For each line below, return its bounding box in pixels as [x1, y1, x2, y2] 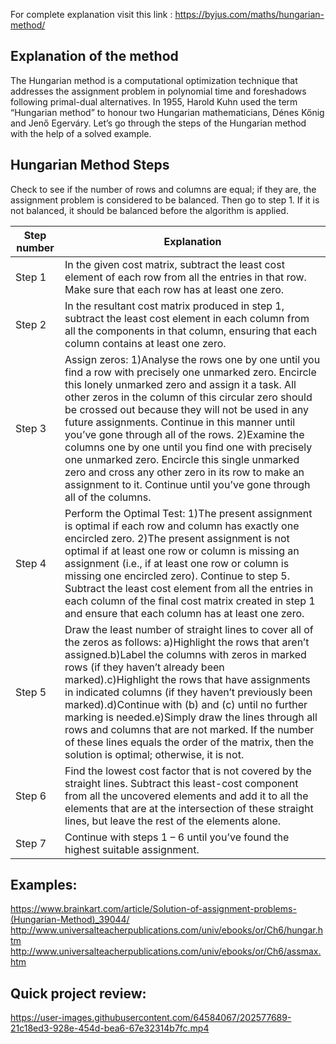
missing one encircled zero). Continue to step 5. [64, 569, 291, 583]
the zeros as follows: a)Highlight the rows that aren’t [64, 635, 310, 649]
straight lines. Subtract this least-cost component [64, 776, 299, 790]
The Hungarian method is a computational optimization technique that [10, 74, 298, 86]
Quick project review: [10, 985, 147, 1002]
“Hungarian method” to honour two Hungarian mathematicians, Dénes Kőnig [10, 106, 325, 118]
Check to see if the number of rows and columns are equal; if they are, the [10, 183, 317, 195]
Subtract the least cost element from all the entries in [64, 581, 314, 595]
